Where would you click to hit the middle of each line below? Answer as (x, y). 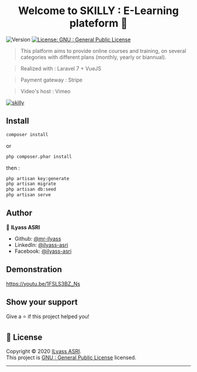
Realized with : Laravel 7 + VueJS (61, 68)
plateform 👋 (98, 23)
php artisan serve (28, 195)
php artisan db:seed (31, 190)
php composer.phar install (39, 157)
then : (13, 168)
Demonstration (34, 270)
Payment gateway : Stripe (52, 80)
